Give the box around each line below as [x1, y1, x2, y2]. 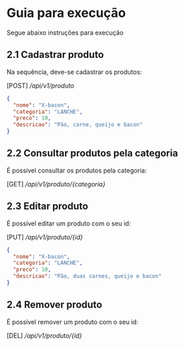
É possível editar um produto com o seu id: [6, 219, 131, 228]
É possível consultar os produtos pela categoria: [6, 166, 148, 175]
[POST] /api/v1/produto [6, 81, 75, 90]
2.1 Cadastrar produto [6, 49, 104, 61]
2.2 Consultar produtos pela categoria [6, 147, 178, 160]
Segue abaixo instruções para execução [6, 28, 124, 37]
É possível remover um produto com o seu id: [6, 317, 138, 326]
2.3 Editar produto [6, 200, 89, 213]
